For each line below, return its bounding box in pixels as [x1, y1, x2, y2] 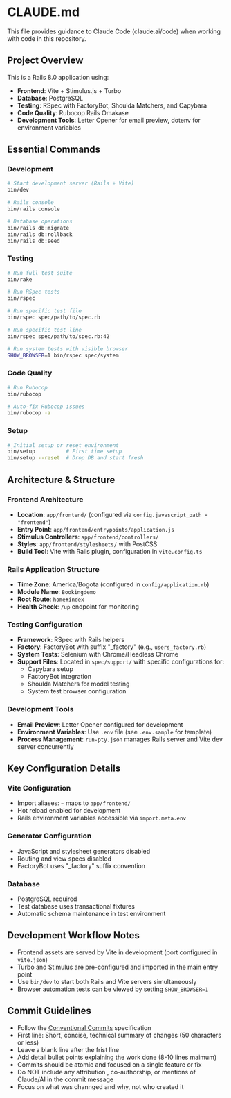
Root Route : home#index [17, 595, 84, 604]
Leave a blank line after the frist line [17, 1045, 120, 1054]
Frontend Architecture [7, 494, 84, 504]
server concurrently [17, 742, 74, 750]
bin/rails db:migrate [7, 224, 70, 231]
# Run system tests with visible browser [7, 345, 129, 353]
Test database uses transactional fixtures [17, 902, 135, 911]
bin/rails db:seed [7, 237, 60, 244]
